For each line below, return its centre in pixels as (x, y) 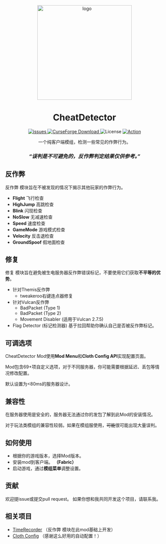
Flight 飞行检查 (28, 198)
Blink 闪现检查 (27, 210)
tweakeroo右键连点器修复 (47, 296)
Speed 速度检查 (29, 223)
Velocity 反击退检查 (33, 236)
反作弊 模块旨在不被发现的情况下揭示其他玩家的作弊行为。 (65, 187)
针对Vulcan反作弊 (31, 302)
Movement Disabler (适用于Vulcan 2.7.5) (62, 319)
